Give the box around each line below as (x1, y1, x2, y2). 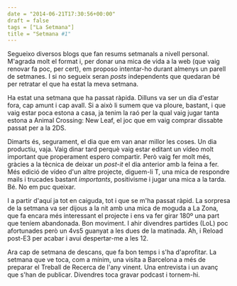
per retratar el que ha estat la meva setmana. (7, 79, 139, 89)
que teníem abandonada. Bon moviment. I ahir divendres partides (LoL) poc (7, 219, 228, 228)
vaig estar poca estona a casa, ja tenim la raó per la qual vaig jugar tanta (7, 109, 219, 117)
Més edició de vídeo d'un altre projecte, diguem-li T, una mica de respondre (7, 167, 230, 176)
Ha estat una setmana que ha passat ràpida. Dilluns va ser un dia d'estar (7, 94, 219, 102)
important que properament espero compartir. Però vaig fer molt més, (7, 153, 211, 161)
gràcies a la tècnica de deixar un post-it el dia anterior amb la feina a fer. (7, 160, 219, 169)
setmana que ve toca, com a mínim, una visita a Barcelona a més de (7, 255, 206, 264)
